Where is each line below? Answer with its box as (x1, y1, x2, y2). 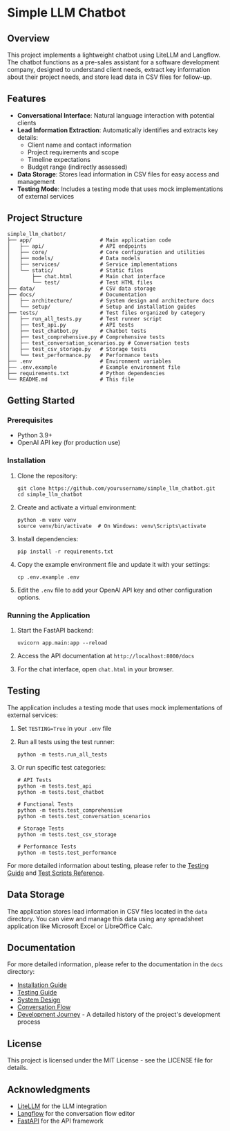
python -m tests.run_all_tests (17, 751, 108, 758)
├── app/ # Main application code (7, 237, 171, 244)
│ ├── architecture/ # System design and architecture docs (7, 297, 215, 304)
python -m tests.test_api (17, 782, 92, 790)
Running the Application (7, 610, 90, 620)
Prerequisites (7, 415, 53, 425)
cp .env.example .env (17, 573, 79, 581)
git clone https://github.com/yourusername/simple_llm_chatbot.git (17, 485, 215, 492)
